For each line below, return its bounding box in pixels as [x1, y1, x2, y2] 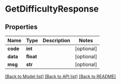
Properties [5, 23, 38, 31]
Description [43, 37, 70, 44]
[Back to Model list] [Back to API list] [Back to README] [5, 74, 116, 79]
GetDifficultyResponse [5, 3, 99, 15]
